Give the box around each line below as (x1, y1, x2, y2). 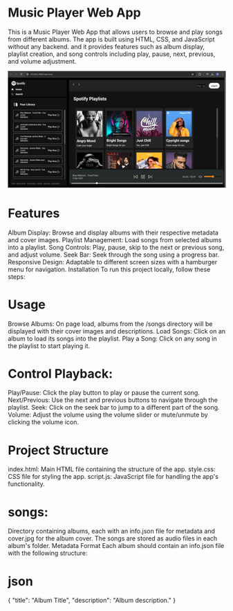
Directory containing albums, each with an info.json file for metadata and (8, 527, 215, 536)
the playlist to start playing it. (8, 341, 91, 350)
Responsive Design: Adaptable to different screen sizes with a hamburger (8, 257, 217, 266)
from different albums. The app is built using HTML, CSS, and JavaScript (8, 35, 215, 43)
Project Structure (8, 442, 109, 458)
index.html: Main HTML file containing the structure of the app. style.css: (8, 465, 216, 473)
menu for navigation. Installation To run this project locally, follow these (8, 265, 211, 273)
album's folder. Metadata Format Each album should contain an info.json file (8, 542, 225, 550)
